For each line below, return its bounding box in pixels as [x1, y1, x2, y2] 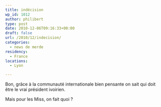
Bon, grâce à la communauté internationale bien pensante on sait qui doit [5, 81, 156, 87]
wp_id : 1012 [5, 12, 30, 17]
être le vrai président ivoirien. [5, 86, 65, 92]
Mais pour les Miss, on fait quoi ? [5, 96, 73, 102]
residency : [5, 49, 28, 54]
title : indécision [5, 7, 43, 12]
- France [9, 53, 28, 59]
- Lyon [9, 63, 23, 68]
